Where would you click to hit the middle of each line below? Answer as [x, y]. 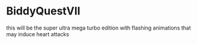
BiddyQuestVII [43, 11]
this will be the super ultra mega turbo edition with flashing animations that [98, 28]
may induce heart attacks [38, 34]
